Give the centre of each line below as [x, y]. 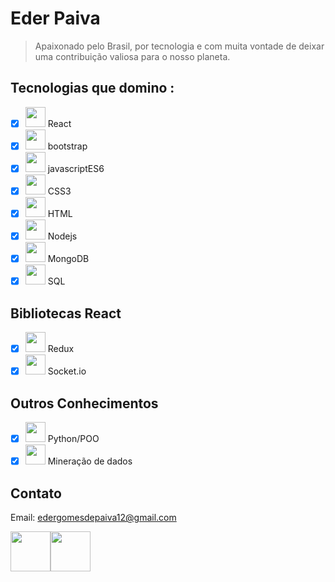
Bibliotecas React [66, 313]
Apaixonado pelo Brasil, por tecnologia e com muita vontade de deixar [179, 46]
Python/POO [73, 438]
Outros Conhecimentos [84, 403]
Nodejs [62, 236]
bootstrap [67, 146]
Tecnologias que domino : [92, 88]
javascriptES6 [76, 168]
